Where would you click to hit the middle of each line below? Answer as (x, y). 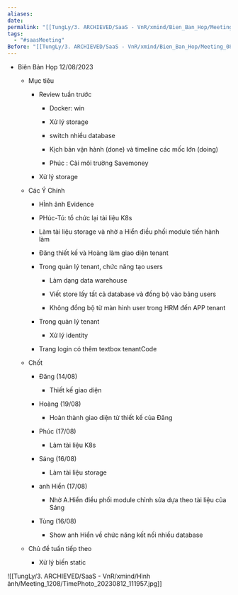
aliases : (20, 14)
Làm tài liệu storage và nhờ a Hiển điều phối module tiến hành (129, 232)
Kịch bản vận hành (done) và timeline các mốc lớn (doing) (134, 149)
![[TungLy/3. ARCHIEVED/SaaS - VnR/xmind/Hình (79, 576)
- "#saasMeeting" (39, 40)
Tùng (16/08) (57, 521)
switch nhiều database (82, 136)
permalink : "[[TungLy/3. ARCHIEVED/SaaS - (71, 27)
